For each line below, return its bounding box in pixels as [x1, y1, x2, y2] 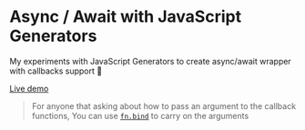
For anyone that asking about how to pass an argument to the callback [31, 100, 297, 111]
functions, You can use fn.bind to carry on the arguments [31, 110, 249, 121]
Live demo [9, 83, 49, 94]
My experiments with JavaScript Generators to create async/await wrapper [9, 55, 291, 66]
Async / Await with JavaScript [9, 6, 242, 27]
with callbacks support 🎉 [9, 65, 103, 76]
